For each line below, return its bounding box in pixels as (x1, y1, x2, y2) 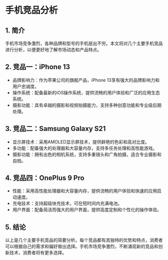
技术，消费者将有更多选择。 (9, 249, 66, 256)
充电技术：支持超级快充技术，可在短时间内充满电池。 (12, 200, 122, 206)
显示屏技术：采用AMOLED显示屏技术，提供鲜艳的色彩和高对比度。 (12, 139, 150, 145)
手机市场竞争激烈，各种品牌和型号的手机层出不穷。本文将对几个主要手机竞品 (5, 41, 163, 46)
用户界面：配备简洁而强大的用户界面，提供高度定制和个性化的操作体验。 (12, 207, 161, 213)
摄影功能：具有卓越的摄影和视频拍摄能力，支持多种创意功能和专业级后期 (12, 102, 161, 108)
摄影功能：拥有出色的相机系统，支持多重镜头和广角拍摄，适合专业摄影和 (12, 151, 161, 157)
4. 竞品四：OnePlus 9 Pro (5, 174, 84, 182)
